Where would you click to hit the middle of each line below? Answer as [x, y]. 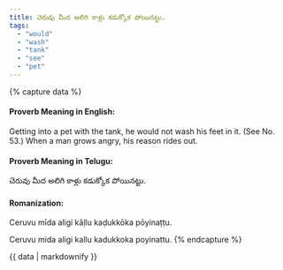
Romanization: [37, 203]
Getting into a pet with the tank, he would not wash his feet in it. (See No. [142, 131]
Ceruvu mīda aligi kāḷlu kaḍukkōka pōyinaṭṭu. [91, 222]
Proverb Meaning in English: [62, 112]
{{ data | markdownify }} [54, 257]
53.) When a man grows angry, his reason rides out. [103, 141]
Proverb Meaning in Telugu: [61, 161]
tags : [19, 26]
